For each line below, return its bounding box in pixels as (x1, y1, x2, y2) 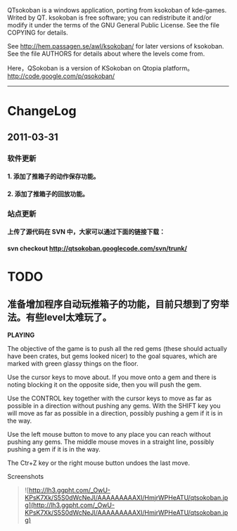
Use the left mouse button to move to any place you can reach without (7, 430, 211, 438)
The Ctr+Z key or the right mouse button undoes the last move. (7, 459, 190, 467)
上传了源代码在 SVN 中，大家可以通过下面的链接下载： (7, 228, 165, 236)
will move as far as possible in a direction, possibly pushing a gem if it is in (7, 409, 223, 417)
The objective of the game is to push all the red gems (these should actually (7, 344, 227, 352)
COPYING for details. (7, 28, 68, 37)
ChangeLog (7, 103, 77, 119)
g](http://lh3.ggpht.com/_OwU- (24, 501, 115, 509)
